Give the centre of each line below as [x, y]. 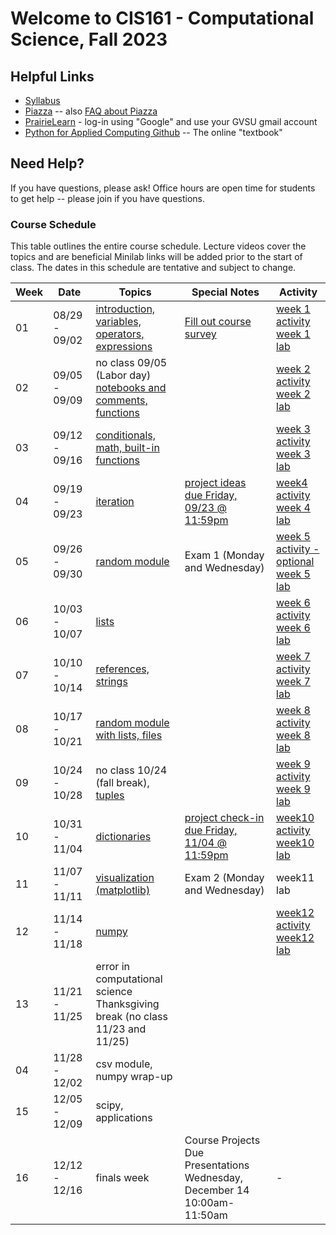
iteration [115, 502]
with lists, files [129, 735]
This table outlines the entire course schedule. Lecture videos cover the [158, 246]
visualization [125, 878]
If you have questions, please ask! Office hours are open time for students [163, 188]
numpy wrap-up [134, 1077]
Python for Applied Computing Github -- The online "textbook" [153, 132]
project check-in [224, 818]
